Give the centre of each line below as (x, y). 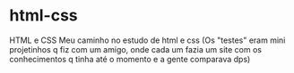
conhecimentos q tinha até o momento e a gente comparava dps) (130, 59)
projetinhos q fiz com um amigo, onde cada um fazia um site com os (136, 49)
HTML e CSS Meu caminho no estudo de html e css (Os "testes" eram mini (147, 40)
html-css (43, 16)
